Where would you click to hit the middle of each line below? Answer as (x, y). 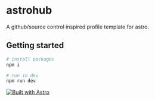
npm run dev (21, 81)
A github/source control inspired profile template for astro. (78, 27)
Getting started (35, 45)
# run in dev (22, 75)
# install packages (30, 59)
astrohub (29, 10)
